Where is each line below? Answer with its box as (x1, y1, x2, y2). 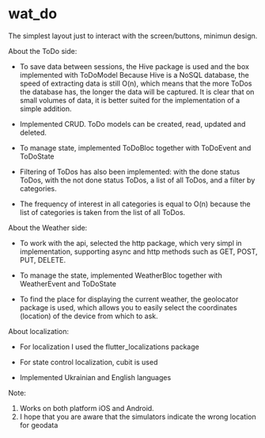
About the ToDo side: (8, 46, 78, 56)
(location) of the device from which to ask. (19, 311, 158, 321)
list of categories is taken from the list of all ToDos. (19, 207, 186, 217)
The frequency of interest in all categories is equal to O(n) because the (19, 199, 251, 209)
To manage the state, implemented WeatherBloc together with (19, 271, 223, 280)
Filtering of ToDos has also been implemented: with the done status (19, 167, 240, 176)
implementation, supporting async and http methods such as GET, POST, (19, 247, 258, 256)
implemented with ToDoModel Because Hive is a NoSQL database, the (19, 70, 249, 79)
